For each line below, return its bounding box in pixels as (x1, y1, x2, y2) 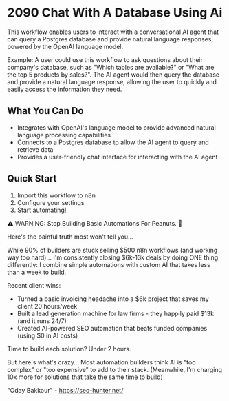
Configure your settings (17, 198, 85, 206)
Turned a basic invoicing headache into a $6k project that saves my (17, 295, 209, 303)
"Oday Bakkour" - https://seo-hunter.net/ (7, 386, 124, 394)
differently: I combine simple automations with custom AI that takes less (7, 260, 211, 268)
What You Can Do (7, 105, 84, 117)
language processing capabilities (17, 130, 111, 139)
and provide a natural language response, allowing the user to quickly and (7, 77, 217, 86)
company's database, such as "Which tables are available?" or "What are (7, 63, 215, 71)
